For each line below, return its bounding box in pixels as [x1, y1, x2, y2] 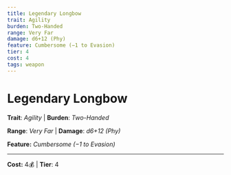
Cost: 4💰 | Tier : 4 [7, 160, 59, 168]
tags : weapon [7, 61, 45, 68]
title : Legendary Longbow [7, 10, 81, 17]
